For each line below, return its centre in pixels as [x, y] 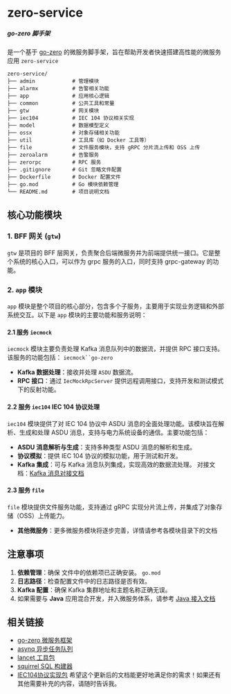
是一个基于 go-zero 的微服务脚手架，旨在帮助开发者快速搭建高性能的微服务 [114, 52]
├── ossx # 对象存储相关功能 [63, 133]
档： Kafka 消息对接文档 [50, 473]
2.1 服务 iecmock [30, 332]
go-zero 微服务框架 [45, 641]
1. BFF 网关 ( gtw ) [34, 236]
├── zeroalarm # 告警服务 [53, 155]
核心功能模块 [35, 215]
